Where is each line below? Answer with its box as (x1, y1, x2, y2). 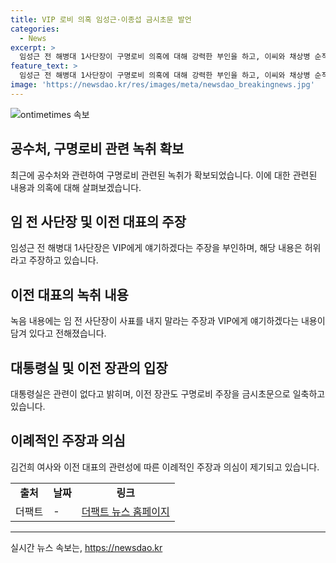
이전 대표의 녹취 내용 (10, 286, 129, 303)
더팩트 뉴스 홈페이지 (81, 504, 170, 518)
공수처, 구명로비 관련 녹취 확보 (10, 141, 185, 158)
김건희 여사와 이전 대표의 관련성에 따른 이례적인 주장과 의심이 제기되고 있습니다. (10, 461, 320, 473)
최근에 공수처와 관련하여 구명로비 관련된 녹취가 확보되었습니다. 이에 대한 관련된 (10, 169, 318, 181)
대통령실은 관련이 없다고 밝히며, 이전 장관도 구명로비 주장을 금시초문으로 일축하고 (10, 388, 326, 400)
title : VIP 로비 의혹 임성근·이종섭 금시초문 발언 (10, 14, 192, 25)
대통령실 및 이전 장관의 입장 (10, 359, 168, 376)
